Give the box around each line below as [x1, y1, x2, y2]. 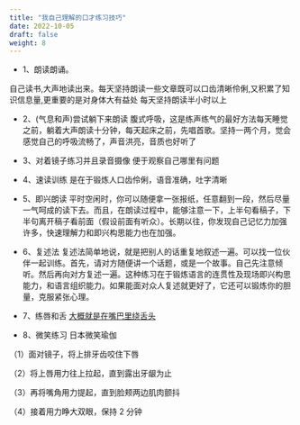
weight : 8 [9, 38, 47, 48]
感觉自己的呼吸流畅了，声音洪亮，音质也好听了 [22, 136, 196, 147]
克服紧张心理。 [38, 292, 95, 303]
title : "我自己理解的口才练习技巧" [9, 13, 127, 23]
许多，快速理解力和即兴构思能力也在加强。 [22, 227, 181, 239]
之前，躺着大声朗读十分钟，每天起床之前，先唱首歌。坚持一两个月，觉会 [22, 125, 291, 136]
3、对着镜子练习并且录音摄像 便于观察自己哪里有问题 [22, 155, 220, 167]
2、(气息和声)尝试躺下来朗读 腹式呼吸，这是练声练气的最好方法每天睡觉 [22, 113, 288, 124]
